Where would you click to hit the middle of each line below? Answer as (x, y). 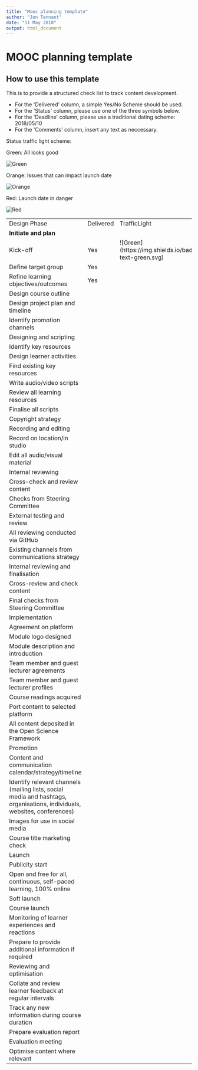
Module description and (42, 646)
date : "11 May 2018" (32, 22)
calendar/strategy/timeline (45, 773)
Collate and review (35, 983)
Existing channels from (41, 549)
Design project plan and (42, 303)
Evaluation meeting (36, 1042)
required (21, 957)
